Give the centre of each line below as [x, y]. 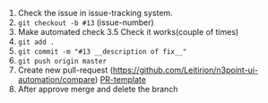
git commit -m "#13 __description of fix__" [102, 52]
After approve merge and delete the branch [98, 89]
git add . [36, 42]
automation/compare [56, 79]
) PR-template [120, 79]
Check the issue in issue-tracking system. [95, 13]
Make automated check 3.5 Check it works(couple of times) [128, 32]
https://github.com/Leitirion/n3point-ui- [185, 70]
